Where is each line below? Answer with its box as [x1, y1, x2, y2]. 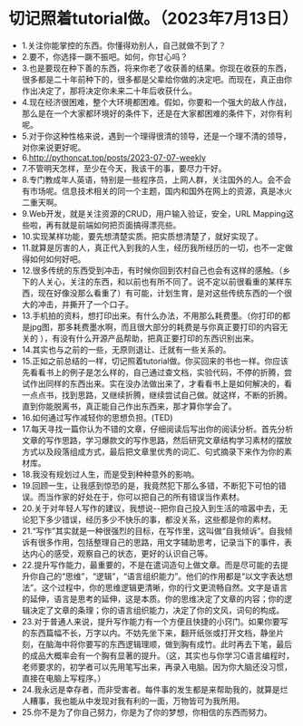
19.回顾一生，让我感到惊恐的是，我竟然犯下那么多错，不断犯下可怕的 [21, 479, 279, 490]
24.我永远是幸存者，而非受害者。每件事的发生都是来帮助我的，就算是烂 [21, 683, 288, 694]
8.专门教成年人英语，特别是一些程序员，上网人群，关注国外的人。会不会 [21, 174, 292, 185]
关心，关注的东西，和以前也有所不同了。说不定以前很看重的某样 [45, 276, 285, 286]
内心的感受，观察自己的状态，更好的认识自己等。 [29, 547, 213, 558]
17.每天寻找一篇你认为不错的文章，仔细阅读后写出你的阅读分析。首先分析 [21, 423, 294, 434]
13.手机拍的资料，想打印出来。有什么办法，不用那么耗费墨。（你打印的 [21, 310, 283, 321]
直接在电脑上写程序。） [21, 673, 106, 683]
